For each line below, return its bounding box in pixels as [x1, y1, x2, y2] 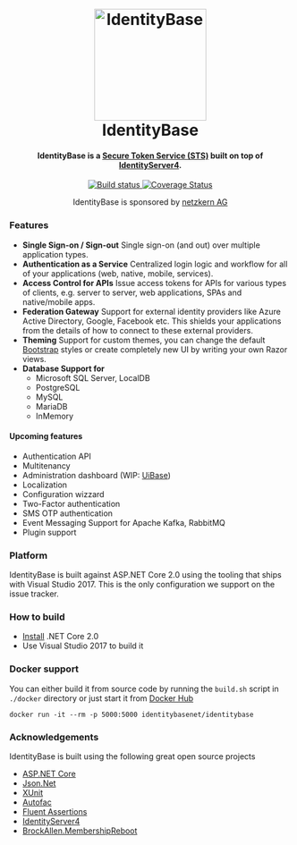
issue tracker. [9, 588, 60, 599]
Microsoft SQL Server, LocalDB [35, 372, 150, 383]
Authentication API [21, 451, 91, 461]
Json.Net [21, 778, 56, 789]
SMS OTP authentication [21, 508, 114, 519]
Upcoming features [9, 431, 83, 442]
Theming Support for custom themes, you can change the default [21, 334, 266, 345]
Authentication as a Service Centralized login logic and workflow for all [21, 258, 288, 269]
